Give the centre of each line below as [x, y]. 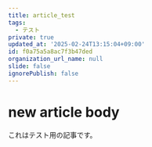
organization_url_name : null [56, 59]
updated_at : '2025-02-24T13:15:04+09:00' [77, 45]
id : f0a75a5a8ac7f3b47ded [50, 52]
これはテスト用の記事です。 [52, 134]
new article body [64, 112]
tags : [17, 23]
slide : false [29, 66]
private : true [31, 37]
